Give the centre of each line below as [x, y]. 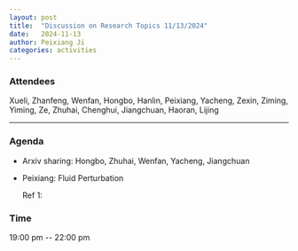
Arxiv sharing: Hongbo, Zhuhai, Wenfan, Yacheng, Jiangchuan [136, 161]
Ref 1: [32, 195]
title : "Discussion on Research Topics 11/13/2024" [109, 26]
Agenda [27, 141]
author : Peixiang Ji [47, 42]
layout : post [33, 17]
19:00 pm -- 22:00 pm [50, 238]
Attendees [32, 82]
